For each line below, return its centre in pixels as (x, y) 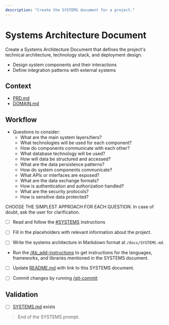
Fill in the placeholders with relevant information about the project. (82, 232)
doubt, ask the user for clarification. (43, 212)
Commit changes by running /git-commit (55, 278)
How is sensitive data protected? (54, 197)
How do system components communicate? (66, 170)
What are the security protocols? (54, 192)
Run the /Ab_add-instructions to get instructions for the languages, (82, 253)
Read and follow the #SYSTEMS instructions (59, 222)
